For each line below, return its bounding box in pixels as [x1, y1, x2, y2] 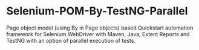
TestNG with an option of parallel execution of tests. [6, 37, 136, 44]
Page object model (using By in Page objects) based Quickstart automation [6, 24, 194, 31]
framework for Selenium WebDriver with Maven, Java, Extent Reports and [6, 30, 190, 37]
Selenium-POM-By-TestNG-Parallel [6, 4, 188, 18]
